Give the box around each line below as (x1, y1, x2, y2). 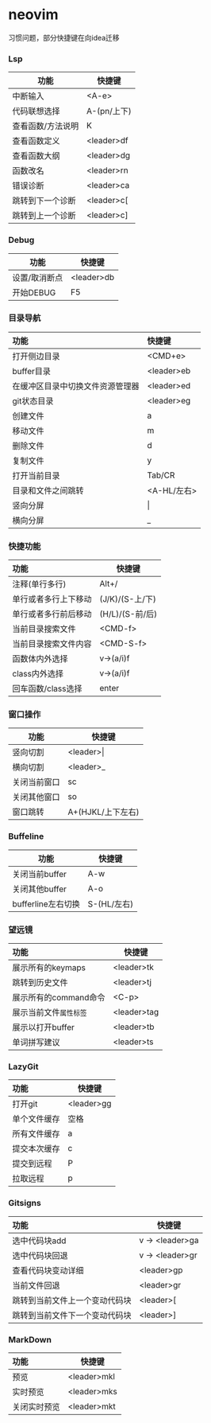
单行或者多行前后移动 (12, 609, 93, 620)
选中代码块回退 (12, 1250, 69, 1261)
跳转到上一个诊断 (12, 210, 77, 221)
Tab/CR (147, 470, 175, 481)
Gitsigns (8, 1198, 41, 1209)
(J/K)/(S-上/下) (99, 594, 156, 605)
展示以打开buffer (12, 1022, 75, 1033)
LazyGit (8, 1061, 39, 1072)
